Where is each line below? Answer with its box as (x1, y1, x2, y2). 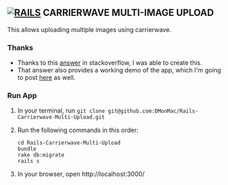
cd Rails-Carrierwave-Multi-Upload (17, 140, 121, 147)
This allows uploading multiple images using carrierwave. (7, 25, 172, 33)
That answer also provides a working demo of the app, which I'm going (17, 66, 221, 74)
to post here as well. (17, 74, 76, 82)
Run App (7, 91, 37, 101)
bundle (17, 145, 37, 153)
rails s (17, 158, 40, 165)
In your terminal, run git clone (17, 106, 106, 115)
